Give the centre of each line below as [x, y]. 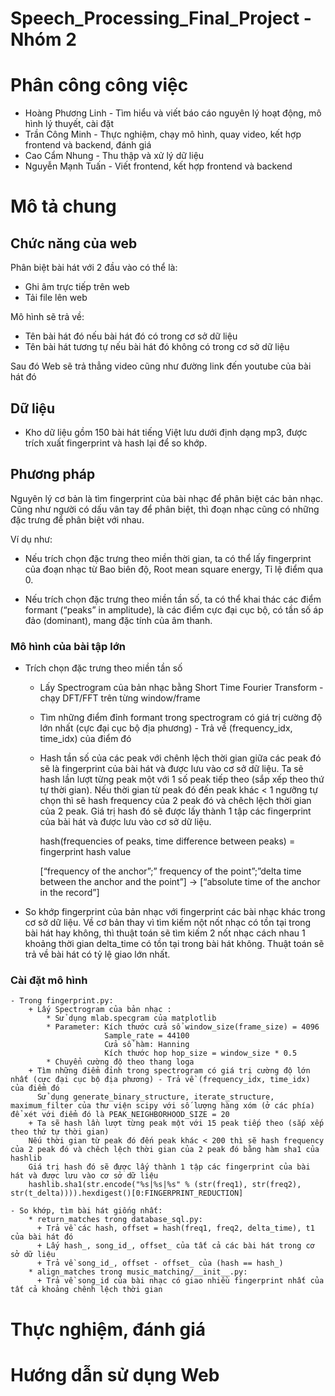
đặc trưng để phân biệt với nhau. [77, 519]
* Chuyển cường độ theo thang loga [120, 1062]
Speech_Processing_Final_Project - [161, 18]
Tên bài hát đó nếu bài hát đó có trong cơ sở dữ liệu [131, 336]
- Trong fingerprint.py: [62, 1001]
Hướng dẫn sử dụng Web [115, 1374]
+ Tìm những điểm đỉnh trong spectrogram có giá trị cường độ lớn [169, 1071]
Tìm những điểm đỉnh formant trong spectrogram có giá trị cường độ [181, 718]
